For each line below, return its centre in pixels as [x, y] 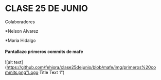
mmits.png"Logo [22, 72]
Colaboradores [20, 22]
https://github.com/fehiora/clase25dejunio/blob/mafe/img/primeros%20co [81, 67]
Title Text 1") [52, 72]
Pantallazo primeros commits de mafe [44, 52]
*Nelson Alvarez [22, 31]
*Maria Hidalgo [20, 40]
